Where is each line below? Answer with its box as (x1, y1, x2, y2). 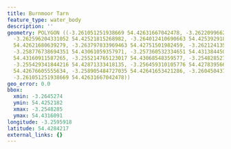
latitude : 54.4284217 (7, 125, 69, 132)
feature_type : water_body (7, 16, 81, 23)
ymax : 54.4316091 (13, 112, 63, 119)
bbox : (7, 87, 23, 93)
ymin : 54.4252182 (13, 100, 63, 106)
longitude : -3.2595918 (7, 118, 72, 126)
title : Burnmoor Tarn (7, 10, 69, 17)
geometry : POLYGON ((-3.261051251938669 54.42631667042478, (7, 29, 184, 36)
